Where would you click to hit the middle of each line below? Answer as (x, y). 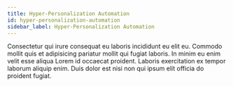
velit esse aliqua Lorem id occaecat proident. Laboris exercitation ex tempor (116, 61)
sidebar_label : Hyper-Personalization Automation (81, 26)
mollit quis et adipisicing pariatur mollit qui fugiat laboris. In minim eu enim (114, 54)
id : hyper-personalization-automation (64, 20)
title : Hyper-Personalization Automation (69, 14)
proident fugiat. (29, 76)
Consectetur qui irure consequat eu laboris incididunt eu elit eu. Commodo (115, 47)
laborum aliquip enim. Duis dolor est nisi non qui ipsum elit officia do (106, 69)
